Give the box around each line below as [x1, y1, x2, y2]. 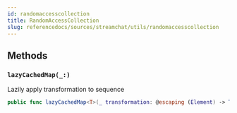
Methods [7, 49, 48, 61]
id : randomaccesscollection [7, 10, 90, 18]
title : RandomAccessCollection [7, 17, 99, 24]
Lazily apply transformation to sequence [7, 85, 125, 94]
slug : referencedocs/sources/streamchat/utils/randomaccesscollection [7, 23, 219, 30]
